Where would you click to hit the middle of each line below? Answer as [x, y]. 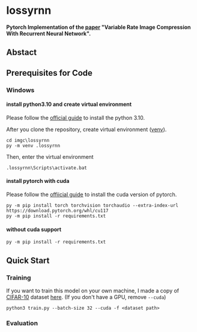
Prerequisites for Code [50, 73]
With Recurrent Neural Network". [49, 33]
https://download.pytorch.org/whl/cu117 [58, 211]
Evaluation [22, 323]
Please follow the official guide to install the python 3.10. [76, 117]
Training [19, 277]
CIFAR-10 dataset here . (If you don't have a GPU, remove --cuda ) [86, 297]
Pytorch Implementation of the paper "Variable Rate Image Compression [98, 27]
